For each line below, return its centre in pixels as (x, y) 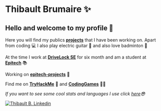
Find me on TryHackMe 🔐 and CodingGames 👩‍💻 (55, 84)
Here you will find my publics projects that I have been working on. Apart (80, 40)
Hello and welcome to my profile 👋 (59, 28)
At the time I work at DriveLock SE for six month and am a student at (76, 57)
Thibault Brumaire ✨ (48, 9)
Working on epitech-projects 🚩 (37, 74)
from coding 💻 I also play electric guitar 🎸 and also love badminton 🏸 (76, 45)
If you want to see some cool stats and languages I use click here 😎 (75, 94)
